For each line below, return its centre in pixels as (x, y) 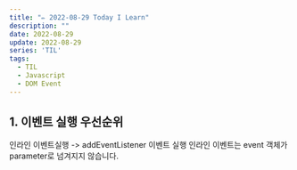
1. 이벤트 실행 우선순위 (66, 122)
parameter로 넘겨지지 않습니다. (64, 156)
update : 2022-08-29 (45, 42)
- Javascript (41, 76)
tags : (19, 59)
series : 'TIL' (36, 51)
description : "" (39, 26)
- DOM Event (40, 84)
